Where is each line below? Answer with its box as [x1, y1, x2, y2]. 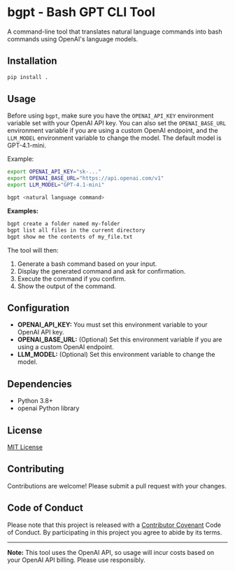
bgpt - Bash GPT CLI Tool [7, 4, 156, 20]
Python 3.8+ [17, 397, 54, 405]
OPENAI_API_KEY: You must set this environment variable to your [17, 320, 208, 329]
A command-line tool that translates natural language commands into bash [7, 27, 222, 36]
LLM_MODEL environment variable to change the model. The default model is [7, 134, 222, 142]
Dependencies [7, 378, 72, 390]
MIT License [7, 443, 43, 451]
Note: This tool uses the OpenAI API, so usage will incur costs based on [7, 548, 215, 556]
